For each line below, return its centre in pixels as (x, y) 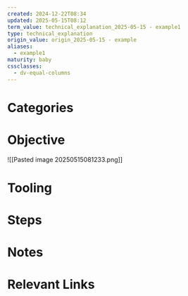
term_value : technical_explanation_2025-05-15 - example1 (94, 27)
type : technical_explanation (50, 33)
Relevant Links (51, 284)
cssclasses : (25, 66)
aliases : (20, 47)
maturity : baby (30, 60)
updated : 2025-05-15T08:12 (47, 20)
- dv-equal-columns (42, 73)
